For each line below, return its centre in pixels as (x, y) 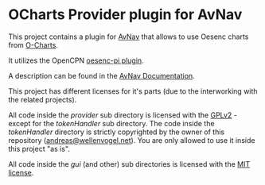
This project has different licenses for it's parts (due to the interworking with (133, 91)
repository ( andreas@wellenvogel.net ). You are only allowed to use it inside (132, 140)
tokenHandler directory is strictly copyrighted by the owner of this (117, 132)
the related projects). (43, 99)
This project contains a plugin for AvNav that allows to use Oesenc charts (129, 37)
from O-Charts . (33, 44)
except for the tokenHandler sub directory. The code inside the (111, 123)
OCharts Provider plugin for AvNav (125, 15)
